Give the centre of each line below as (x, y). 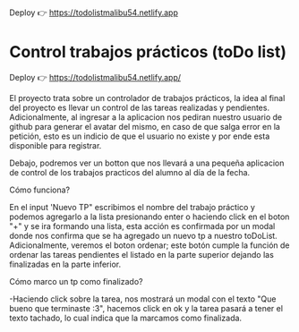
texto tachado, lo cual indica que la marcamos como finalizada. (126, 318)
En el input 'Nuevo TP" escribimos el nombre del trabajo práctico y (132, 207)
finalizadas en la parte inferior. (65, 264)
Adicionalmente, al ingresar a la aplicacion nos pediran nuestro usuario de (146, 117)
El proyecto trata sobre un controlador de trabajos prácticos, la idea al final (147, 98)
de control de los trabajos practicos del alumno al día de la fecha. (130, 172)
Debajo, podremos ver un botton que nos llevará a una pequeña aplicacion (147, 163)
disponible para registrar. (56, 145)
